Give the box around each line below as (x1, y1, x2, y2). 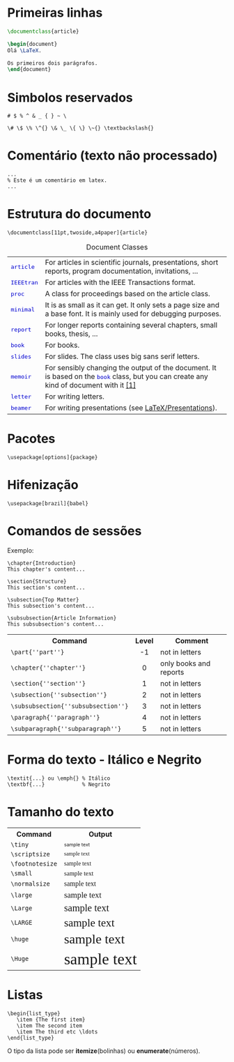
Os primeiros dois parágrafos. (7, 59, 98, 67)
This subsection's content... (7, 602, 95, 609)
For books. (45, 340, 80, 350)
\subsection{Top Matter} (7, 596, 79, 603)
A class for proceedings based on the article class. (45, 289, 210, 299)
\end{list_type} (7, 1034, 54, 1041)
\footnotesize (10, 859, 58, 868)
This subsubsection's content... (7, 620, 104, 628)
